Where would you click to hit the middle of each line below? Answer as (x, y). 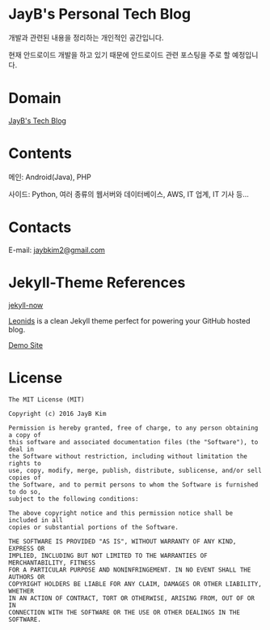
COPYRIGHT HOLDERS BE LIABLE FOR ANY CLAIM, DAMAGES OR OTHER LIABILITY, (135, 584)
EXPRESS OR (27, 548)
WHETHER (21, 591)
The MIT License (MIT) (46, 399)
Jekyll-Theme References (97, 283)
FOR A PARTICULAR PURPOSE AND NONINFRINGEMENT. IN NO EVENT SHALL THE (130, 570)
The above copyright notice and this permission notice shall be (120, 513)
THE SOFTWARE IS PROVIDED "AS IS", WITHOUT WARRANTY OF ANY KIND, (122, 541)
